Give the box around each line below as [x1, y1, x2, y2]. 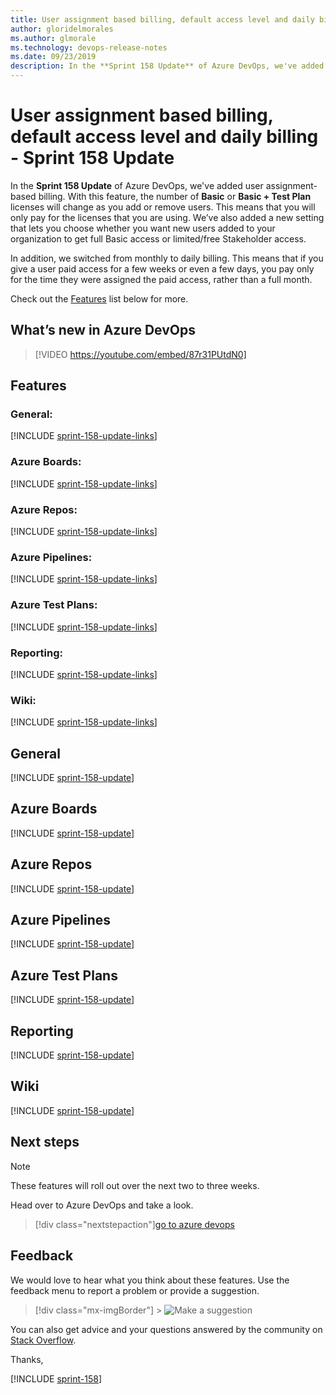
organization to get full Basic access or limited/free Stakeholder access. [10, 232, 307, 245]
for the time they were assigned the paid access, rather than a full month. [10, 273, 313, 285]
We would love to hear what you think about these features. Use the [10, 1274, 290, 1286]
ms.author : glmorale [10, 33, 97, 43]
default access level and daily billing [10, 126, 319, 148]
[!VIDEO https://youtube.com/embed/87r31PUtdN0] [34, 348, 247, 360]
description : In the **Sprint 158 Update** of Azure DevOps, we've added [10, 61, 325, 71]
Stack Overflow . [10, 1334, 77, 1346]
